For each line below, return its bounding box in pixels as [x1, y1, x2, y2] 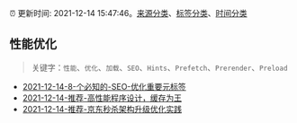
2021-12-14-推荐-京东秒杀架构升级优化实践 [22, 103, 183, 114]
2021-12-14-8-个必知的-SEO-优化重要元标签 [22, 81, 186, 92]
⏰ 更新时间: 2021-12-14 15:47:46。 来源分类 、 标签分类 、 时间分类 [9, 8, 247, 18]
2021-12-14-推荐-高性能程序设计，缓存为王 [22, 92, 183, 103]
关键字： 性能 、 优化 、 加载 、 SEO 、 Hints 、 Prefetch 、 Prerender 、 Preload [31, 62, 288, 73]
